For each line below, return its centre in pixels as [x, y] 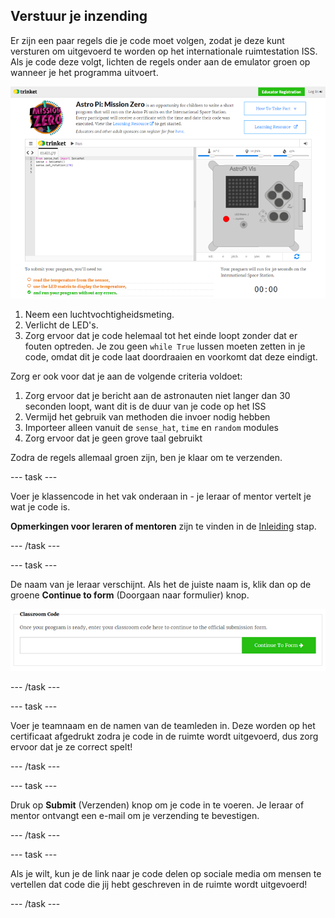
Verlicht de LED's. [61, 325]
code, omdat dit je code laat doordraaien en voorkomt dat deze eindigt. [171, 356]
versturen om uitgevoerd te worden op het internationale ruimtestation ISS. [164, 51]
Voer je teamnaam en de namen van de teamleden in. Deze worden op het [163, 726]
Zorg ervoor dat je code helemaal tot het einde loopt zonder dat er [161, 335]
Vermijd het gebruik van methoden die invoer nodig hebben [147, 416]
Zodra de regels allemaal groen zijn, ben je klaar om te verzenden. [146, 457]
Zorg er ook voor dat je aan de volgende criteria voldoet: [126, 376]
